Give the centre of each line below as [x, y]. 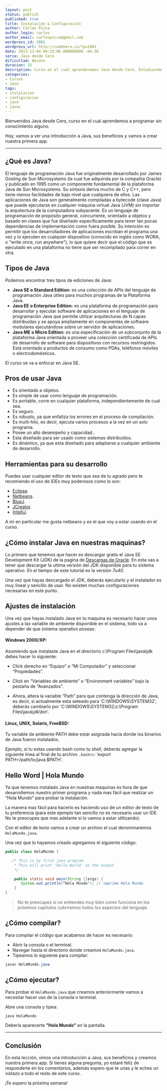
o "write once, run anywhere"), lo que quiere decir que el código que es [79, 242]
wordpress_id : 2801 [25, 42]
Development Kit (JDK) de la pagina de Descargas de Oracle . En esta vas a [82, 560]
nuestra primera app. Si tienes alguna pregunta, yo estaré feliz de [72, 1063]
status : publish [22, 14]
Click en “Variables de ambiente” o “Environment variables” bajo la [81, 681]
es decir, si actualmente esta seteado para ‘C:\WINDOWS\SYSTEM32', [84, 701]
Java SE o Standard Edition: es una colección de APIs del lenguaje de [84, 290]
